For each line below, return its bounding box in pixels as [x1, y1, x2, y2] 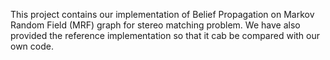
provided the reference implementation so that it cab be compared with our [10, 30, 321, 41]
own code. [10, 40, 54, 52]
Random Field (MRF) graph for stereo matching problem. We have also [10, 19, 301, 31]
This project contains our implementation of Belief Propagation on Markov [10, 9, 315, 20]
